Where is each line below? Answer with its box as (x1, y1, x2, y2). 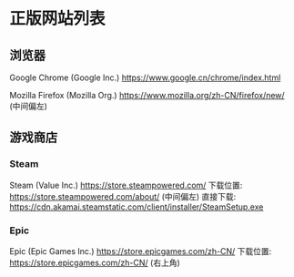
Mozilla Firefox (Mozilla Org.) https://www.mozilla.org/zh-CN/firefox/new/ (9, 90, 285, 100)
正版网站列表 (9, 8, 106, 29)
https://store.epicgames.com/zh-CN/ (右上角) (9, 257, 180, 268)
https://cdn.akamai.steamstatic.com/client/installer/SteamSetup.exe (9, 201, 264, 212)
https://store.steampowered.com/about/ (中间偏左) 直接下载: (9, 190, 237, 201)
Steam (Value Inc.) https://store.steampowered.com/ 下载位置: (9, 180, 243, 190)
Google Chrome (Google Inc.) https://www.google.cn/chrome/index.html (9, 72, 281, 83)
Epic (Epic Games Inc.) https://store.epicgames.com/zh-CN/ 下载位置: (9, 245, 272, 256)
